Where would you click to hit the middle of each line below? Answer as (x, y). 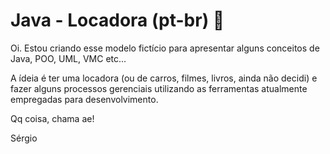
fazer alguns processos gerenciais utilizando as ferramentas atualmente (159, 88)
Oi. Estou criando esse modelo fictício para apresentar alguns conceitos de (165, 48)
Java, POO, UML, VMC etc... (68, 58)
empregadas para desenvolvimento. (84, 99)
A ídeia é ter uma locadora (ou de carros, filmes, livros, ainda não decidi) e (164, 78)
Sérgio (24, 138)
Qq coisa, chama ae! (52, 118)
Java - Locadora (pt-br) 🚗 (117, 20)
